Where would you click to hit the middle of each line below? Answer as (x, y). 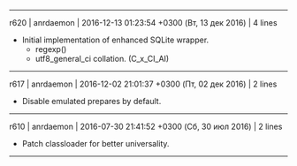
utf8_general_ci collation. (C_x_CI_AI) (102, 59)
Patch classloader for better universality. (95, 143)
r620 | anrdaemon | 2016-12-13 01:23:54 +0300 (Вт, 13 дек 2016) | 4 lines (143, 23)
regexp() (51, 49)
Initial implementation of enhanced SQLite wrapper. (115, 40)
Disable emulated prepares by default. (91, 101)
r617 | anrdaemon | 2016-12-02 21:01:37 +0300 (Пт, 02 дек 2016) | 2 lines (143, 84)
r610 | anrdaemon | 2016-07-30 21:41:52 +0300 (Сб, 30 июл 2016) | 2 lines (146, 126)
